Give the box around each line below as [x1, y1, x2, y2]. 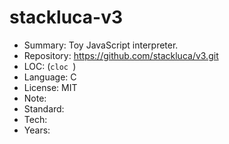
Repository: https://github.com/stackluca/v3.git [23, 49, 219, 61]
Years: [23, 124, 51, 136]
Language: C [23, 71, 77, 83]
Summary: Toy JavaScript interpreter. [23, 39, 179, 51]
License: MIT [23, 81, 78, 93]
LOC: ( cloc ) [23, 60, 77, 72]
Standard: [23, 102, 65, 115]
